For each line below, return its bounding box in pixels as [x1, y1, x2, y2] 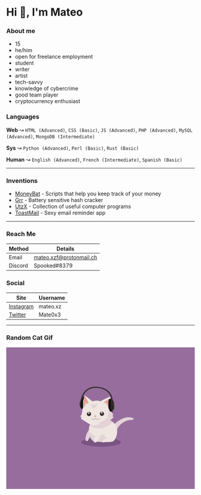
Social [6, 279, 25, 287]
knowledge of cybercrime [14, 85, 79, 92]
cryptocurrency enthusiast [14, 98, 81, 105]
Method [8, 245, 29, 252]
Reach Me [6, 230, 36, 238]
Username [38, 294, 66, 301]
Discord [8, 262, 28, 269]
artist [14, 72, 28, 80]
